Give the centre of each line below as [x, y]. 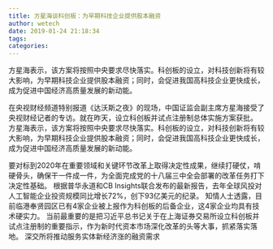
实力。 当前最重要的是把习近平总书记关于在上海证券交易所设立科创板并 [141, 217]
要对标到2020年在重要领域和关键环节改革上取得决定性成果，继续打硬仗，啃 [135, 165]
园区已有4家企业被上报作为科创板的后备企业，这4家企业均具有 [148, 206]
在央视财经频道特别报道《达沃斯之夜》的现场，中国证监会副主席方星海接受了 [136, 108]
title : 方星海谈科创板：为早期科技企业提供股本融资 [84, 16]
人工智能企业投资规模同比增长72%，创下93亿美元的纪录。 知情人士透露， [132, 196]
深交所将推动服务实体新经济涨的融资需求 [92, 237]
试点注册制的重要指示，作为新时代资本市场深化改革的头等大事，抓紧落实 [129, 226]
